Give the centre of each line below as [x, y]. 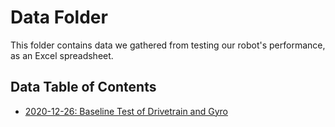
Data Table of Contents [83, 87]
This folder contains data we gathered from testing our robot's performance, [168, 45]
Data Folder [59, 17]
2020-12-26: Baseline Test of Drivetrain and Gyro [126, 111]
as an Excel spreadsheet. [62, 55]
